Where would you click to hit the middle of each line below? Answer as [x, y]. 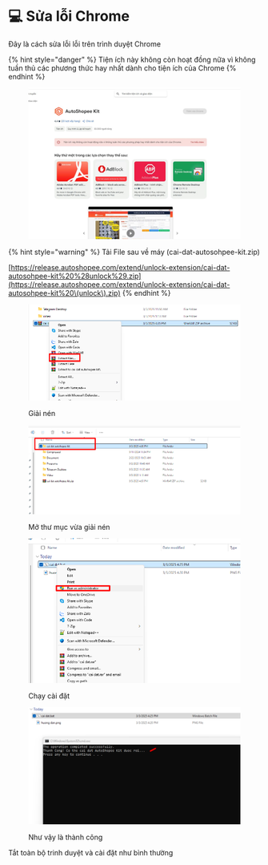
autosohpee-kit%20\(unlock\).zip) [65, 293]
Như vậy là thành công [66, 837]
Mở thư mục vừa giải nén [69, 527]
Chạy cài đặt [49, 696]
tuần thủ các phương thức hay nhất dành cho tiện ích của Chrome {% [122, 68]
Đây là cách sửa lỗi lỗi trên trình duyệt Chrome [85, 44]
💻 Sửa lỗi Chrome [69, 16]
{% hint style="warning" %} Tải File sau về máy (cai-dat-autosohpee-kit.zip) [134, 252]
